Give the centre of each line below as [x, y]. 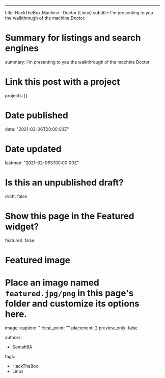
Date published [37, 116]
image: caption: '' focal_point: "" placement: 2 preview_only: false [71, 328]
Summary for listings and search [73, 38]
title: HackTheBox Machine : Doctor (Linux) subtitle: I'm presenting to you [79, 13]
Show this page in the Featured [70, 216]
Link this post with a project [63, 82]
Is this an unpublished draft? [64, 182]
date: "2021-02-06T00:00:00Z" [37, 129]
